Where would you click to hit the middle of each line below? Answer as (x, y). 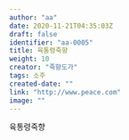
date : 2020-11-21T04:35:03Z (61, 26)
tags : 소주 (28, 76)
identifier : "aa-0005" (51, 42)
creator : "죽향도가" (44, 68)
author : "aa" (33, 17)
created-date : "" (41, 84)
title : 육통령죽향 (39, 51)
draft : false (33, 34)
